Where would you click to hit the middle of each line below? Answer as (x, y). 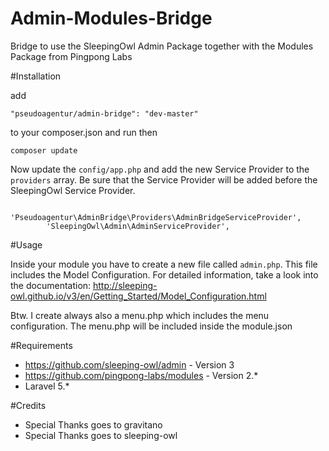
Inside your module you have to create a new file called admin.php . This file (164, 264)
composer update (44, 150)
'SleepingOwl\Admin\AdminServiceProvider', (138, 226)
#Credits (28, 405)
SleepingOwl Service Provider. (73, 190)
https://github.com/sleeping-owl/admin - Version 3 (129, 364)
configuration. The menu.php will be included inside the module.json (151, 326)
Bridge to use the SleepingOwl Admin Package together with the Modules (162, 46)
